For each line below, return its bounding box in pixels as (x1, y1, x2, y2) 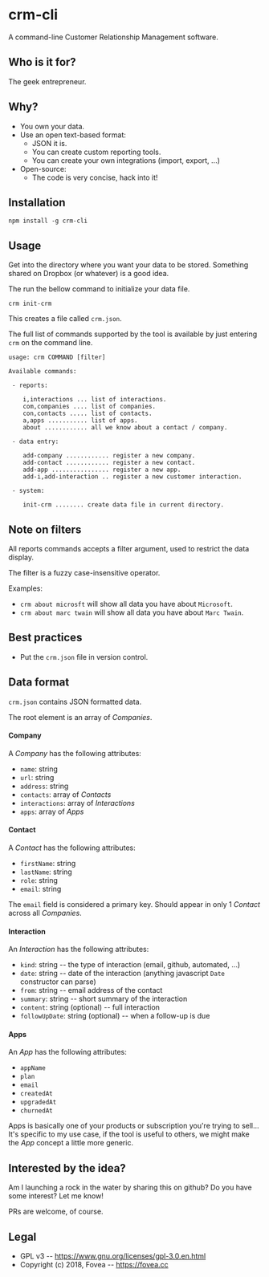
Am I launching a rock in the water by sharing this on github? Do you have (8, 1182, 252, 1193)
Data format (8, 676, 70, 689)
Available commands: (8, 368, 78, 376)
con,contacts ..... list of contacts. (22, 409, 153, 418)
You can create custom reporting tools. (31, 147, 161, 157)
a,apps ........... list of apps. (22, 417, 138, 425)
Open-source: (19, 164, 67, 173)
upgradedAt (19, 1098, 57, 1107)
